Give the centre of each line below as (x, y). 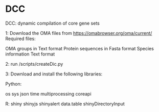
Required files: (20, 39)
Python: (14, 84)
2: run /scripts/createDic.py (34, 64)
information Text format (30, 54)
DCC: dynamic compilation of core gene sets (52, 23)
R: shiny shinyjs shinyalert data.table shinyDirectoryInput (65, 104)
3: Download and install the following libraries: (54, 74)
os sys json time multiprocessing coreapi (48, 94)
